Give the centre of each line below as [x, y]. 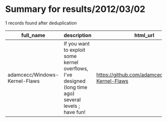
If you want [77, 43]
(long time [76, 87]
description [78, 35]
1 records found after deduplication [41, 23]
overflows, [76, 68]
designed [75, 81]
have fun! [75, 112]
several [72, 100]
